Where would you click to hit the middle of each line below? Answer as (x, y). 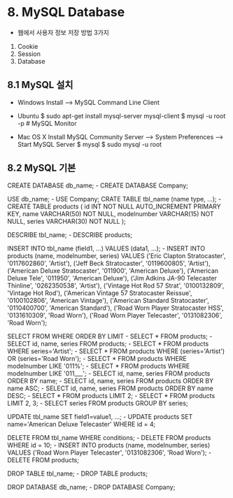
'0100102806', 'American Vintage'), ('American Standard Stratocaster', (108, 300)
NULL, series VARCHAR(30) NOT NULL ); (66, 221)
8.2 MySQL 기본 (42, 168)
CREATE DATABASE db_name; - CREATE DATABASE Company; (98, 185)
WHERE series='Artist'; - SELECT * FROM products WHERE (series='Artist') (116, 351)
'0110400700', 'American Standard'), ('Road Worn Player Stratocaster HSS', (115, 308)
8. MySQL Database (66, 12)
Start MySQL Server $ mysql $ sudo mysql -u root (90, 144)
